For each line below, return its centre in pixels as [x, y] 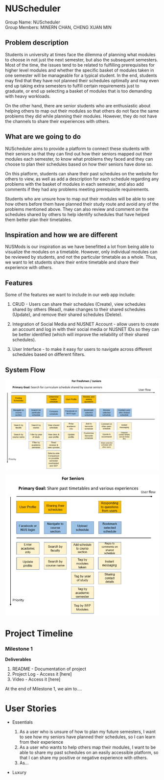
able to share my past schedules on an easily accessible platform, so [89, 753]
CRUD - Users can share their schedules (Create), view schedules [79, 304]
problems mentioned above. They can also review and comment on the [77, 209]
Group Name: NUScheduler [33, 22]
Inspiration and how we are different [61, 235]
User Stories [31, 709]
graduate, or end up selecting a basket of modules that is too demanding [78, 91]
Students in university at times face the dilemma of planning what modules [80, 54]
